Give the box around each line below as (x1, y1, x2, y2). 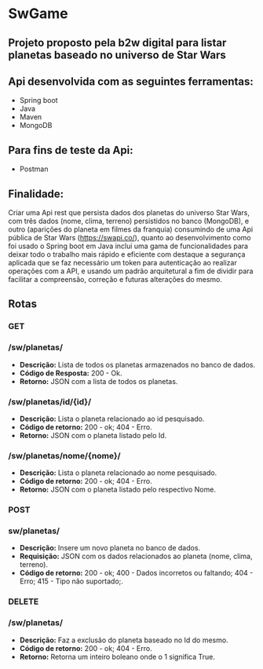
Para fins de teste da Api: (8, 143, 133, 157)
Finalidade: (8, 187, 64, 200)
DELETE (8, 596, 39, 607)
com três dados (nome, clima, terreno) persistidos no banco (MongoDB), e (8, 217, 250, 226)
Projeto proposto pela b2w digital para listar (8, 36, 227, 49)
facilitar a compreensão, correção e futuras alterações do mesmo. (8, 275, 222, 284)
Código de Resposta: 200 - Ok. (19, 368, 122, 378)
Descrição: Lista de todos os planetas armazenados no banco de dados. (19, 360, 256, 369)
